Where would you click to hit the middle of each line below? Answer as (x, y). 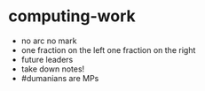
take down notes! (53, 69)
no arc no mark (49, 41)
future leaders (47, 59)
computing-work (72, 16)
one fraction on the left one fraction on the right (108, 49)
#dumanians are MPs (60, 78)
